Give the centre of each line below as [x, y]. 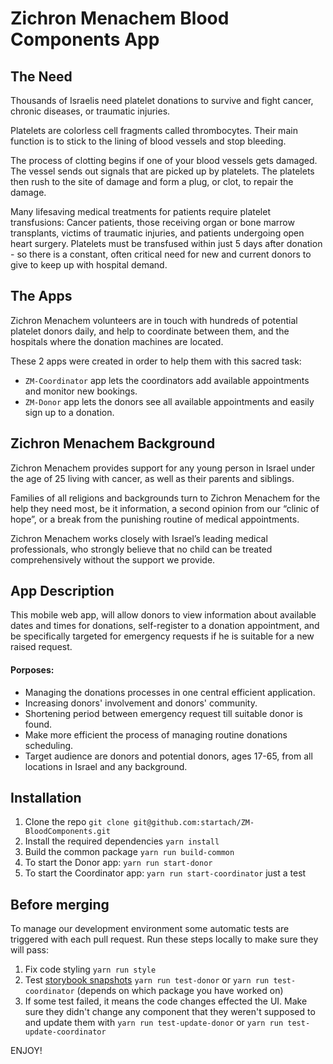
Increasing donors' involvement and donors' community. [141, 703]
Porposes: [32, 670]
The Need [41, 76]
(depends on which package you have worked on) [180, 991]
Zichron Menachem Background [113, 443]
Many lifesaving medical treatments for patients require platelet [140, 211]
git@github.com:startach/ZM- [194, 823]
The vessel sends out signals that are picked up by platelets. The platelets [162, 171]
